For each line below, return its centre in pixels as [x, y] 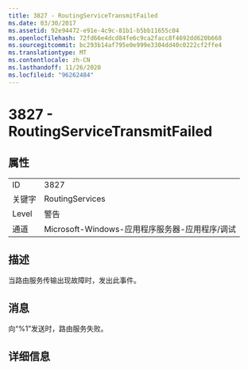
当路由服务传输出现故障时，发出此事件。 [74, 281]
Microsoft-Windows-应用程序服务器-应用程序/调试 [140, 229]
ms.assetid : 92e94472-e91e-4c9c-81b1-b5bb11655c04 [94, 30]
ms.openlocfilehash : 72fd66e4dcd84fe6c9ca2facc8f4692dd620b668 [115, 38]
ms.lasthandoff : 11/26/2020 [55, 68]
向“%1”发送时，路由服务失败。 [58, 329]
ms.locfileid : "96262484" [51, 75]
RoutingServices [75, 199]
